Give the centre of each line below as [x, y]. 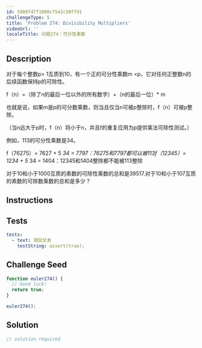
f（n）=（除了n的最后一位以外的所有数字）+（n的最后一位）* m [86, 94]
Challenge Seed [37, 265]
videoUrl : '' [23, 29]
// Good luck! [29, 284]
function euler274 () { [35, 279]
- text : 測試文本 [32, 241]
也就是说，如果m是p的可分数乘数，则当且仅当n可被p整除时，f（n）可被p [97, 107]
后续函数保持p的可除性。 [37, 81]
